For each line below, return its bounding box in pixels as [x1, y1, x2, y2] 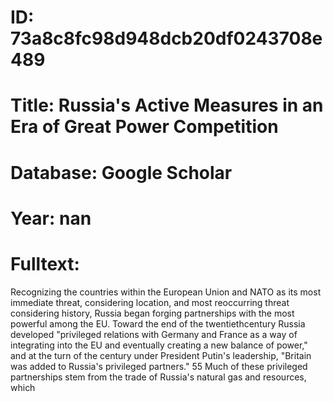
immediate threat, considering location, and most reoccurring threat [10, 296, 290, 308]
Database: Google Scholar [10, 161, 233, 184]
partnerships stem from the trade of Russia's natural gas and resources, [10, 371, 307, 383]
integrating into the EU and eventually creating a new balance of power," [10, 339, 308, 351]
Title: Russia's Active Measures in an [10, 94, 324, 117]
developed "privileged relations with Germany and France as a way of [10, 328, 298, 340]
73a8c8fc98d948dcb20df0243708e [10, 27, 323, 50]
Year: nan [10, 207, 92, 230]
